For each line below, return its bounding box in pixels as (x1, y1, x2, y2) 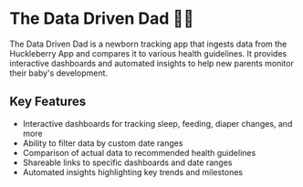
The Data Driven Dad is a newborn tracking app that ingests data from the (9, 38, 287, 49)
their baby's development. (9, 68, 108, 78)
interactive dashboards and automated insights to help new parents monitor (9, 57, 294, 68)
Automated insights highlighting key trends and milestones (22, 166, 244, 177)
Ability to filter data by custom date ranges (22, 137, 183, 149)
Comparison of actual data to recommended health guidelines (22, 147, 256, 158)
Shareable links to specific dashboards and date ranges (22, 157, 233, 168)
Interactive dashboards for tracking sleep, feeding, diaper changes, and (22, 118, 293, 129)
